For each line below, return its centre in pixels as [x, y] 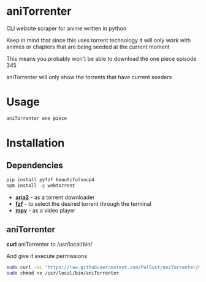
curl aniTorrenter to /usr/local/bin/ [50, 245]
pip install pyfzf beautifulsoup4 [51, 179]
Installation [36, 143]
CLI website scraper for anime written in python [67, 28]
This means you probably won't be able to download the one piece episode [101, 58]
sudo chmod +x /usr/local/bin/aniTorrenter [63, 273]
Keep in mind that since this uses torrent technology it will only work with [99, 40]
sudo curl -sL [25, 268]
